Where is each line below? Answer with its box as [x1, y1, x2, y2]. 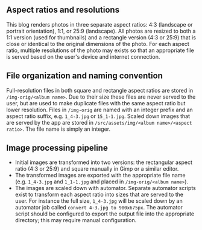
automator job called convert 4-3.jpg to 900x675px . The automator [14, 204, 183, 211]
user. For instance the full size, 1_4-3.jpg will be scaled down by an [14, 197, 183, 205]
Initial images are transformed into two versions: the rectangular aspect [14, 159, 193, 166]
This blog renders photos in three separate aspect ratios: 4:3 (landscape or [6, 21, 193, 28]
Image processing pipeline [6, 143, 109, 153]
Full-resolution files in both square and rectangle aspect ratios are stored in [6, 87, 194, 94]
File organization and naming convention [6, 71, 163, 81]
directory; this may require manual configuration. [14, 217, 137, 224]
